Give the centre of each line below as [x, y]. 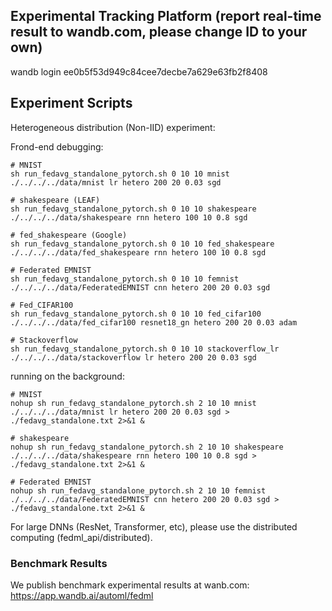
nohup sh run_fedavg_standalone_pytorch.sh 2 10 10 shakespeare [147, 447]
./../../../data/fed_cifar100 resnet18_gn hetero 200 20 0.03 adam [154, 322]
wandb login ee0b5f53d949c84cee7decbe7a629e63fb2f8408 [139, 71]
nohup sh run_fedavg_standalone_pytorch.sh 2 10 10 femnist [138, 490]
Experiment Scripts [71, 103]
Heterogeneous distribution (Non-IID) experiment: [113, 127]
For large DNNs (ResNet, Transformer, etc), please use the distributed [154, 526]
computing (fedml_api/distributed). [81, 537]
